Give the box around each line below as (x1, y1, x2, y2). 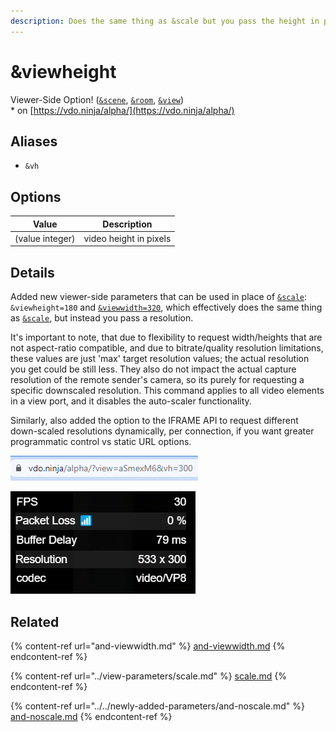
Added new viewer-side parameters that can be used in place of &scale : (10, 291, 308, 303)
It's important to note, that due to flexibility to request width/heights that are (10, 331, 323, 344)
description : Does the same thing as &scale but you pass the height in (10, 16, 320, 26)
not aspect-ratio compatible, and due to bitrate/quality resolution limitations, (10, 342, 324, 354)
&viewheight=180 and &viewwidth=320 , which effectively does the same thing (10, 301, 323, 314)
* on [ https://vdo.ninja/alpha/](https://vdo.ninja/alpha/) (10, 104, 235, 116)
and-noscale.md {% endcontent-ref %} (10, 711, 173, 723)
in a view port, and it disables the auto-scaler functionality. (10, 395, 252, 407)
